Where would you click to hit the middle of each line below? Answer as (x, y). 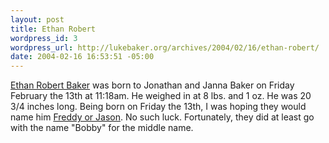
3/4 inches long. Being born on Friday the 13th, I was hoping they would (158, 107)
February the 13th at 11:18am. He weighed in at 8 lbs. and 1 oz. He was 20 (161, 96)
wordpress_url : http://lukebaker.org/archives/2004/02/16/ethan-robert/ (165, 47)
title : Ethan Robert (53, 29)
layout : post (37, 19)
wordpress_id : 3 (44, 38)
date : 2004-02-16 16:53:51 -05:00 (82, 57)
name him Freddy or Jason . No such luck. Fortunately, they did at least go (162, 117)
